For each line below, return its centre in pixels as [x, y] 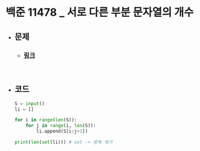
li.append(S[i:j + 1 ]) [62, 131]
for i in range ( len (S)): [46, 120]
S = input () [29, 103]
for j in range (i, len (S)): [61, 126]
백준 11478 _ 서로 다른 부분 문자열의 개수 [100, 12]
